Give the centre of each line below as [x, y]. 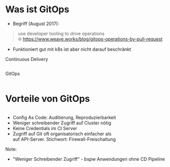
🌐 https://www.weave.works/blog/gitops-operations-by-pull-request [90, 39]
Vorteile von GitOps [48, 99]
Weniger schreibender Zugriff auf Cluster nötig [62, 123]
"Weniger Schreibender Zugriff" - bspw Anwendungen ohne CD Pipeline [89, 159]
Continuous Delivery [27, 59]
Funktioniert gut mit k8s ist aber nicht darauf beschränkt [72, 49]
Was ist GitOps [37, 9]
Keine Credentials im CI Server [45, 128]
